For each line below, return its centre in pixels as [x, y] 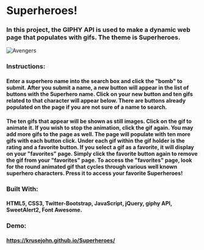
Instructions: [26, 67]
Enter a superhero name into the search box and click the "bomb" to [94, 81]
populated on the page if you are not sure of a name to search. [87, 107]
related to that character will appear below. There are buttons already [96, 101]
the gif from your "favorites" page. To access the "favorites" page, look [99, 160]
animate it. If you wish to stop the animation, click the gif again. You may [100, 127]
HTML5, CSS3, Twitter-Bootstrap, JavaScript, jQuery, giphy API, [89, 204]
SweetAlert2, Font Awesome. [44, 210]
